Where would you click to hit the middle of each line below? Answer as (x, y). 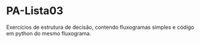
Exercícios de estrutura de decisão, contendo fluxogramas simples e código (100, 27)
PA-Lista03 (35, 11)
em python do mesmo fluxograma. (49, 33)
